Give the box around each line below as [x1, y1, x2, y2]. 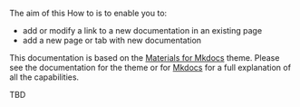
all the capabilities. [9, 72, 80, 83]
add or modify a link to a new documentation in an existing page [22, 25, 263, 35]
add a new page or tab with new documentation [22, 35, 202, 45]
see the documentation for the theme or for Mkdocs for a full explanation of [9, 63, 292, 73]
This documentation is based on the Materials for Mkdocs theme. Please [9, 53, 280, 63]
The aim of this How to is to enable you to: [9, 8, 168, 18]
